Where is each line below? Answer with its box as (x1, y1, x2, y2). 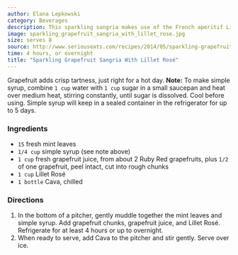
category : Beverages (7, 17, 69, 24)
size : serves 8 (7, 37, 52, 44)
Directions (7, 195, 44, 205)
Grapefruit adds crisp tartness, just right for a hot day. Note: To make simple (7, 76, 230, 84)
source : (7, 43, 30, 50)
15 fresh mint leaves (17, 140, 76, 149)
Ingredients (7, 123, 48, 133)
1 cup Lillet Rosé (17, 170, 66, 178)
